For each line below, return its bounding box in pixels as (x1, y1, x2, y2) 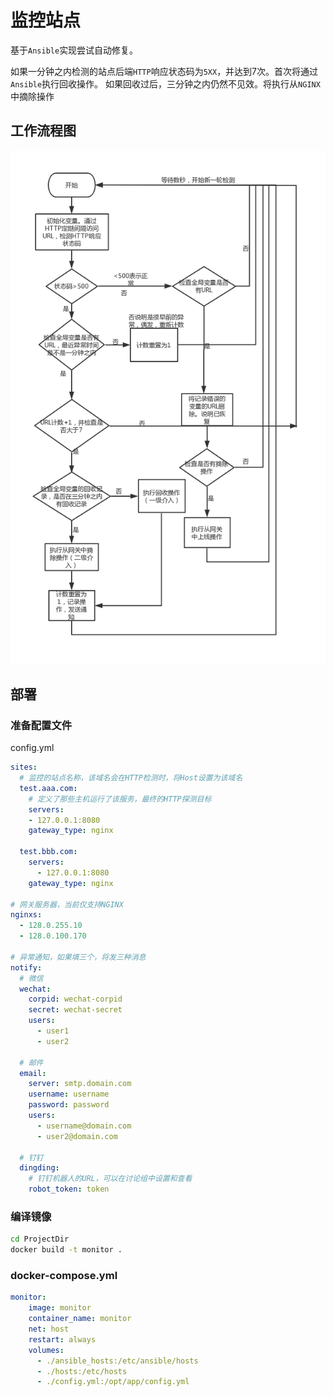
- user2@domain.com (36, 1131, 118, 1141)
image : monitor (28, 1303, 92, 1313)
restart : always (28, 1334, 97, 1345)
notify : (10, 962, 43, 973)
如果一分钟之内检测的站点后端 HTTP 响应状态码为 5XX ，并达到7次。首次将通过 (10, 65, 319, 77)
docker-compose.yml (10, 1269, 118, 1283)
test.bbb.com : (19, 847, 78, 857)
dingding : (19, 1163, 60, 1173)
